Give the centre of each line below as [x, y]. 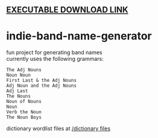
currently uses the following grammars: [55, 59]
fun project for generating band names [54, 52]
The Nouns [19, 96]
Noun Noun [19, 75]
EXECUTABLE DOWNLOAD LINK [67, 10]
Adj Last [17, 91]
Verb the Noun [24, 112]
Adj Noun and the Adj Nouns [42, 86]
